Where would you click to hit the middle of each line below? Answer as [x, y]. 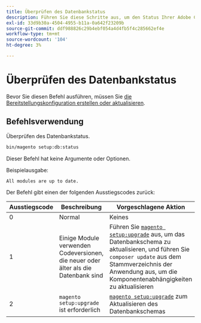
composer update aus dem [145, 257]
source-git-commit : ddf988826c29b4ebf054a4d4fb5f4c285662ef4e [85, 28]
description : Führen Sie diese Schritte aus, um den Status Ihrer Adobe [99, 17]
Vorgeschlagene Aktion [151, 207]
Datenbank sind [81, 275]
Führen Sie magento [136, 227]
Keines [119, 217]
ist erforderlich [80, 310]
